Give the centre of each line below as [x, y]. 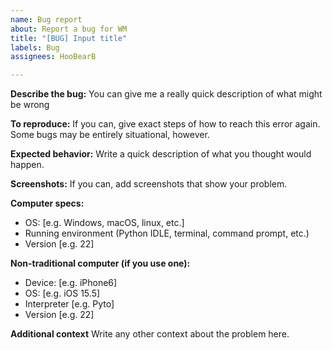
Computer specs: [47, 203]
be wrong [30, 105]
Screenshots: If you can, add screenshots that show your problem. [149, 184]
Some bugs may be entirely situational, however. [110, 135]
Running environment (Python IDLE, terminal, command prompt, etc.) [167, 233]
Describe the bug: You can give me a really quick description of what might [166, 94]
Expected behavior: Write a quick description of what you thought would [161, 154]
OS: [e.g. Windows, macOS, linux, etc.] [104, 223]
